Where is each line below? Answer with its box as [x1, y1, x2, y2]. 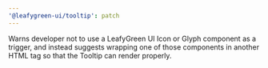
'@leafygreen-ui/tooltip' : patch [8, 11, 120, 20]
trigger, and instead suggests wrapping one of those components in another [8, 42, 260, 52]
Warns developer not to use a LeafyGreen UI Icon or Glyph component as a [8, 34, 257, 43]
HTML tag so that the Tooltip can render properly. [8, 50, 172, 60]
